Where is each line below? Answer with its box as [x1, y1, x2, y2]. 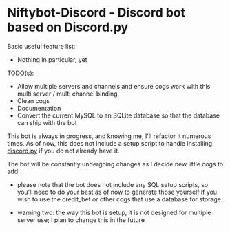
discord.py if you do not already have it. [7, 146, 120, 155]
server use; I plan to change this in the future [17, 215, 145, 224]
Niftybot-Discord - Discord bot [7, 5, 186, 21]
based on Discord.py [7, 19, 129, 35]
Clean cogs [17, 96, 50, 104]
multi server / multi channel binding [17, 89, 118, 98]
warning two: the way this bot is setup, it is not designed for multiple [17, 208, 211, 217]
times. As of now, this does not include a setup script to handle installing [7, 139, 213, 147]
